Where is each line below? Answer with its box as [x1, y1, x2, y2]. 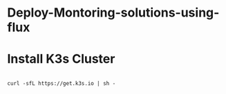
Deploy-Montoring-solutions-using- [7, 5, 220, 21]
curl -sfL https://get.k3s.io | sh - [7, 80, 116, 87]
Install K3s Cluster [7, 51, 115, 67]
